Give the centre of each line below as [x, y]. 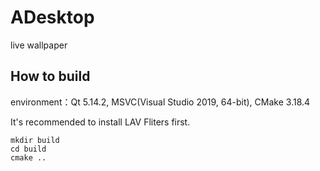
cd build [28, 149]
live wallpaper [39, 45]
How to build [50, 76]
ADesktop [52, 17]
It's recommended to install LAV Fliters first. [100, 122]
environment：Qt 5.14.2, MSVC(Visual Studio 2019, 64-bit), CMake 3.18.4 [160, 102]
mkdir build [35, 140]
